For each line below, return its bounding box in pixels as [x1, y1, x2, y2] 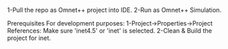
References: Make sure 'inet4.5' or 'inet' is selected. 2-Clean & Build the [7, 27, 212, 35]
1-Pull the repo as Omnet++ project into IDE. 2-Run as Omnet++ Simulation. [7, 6, 222, 14]
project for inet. [7, 34, 51, 42]
